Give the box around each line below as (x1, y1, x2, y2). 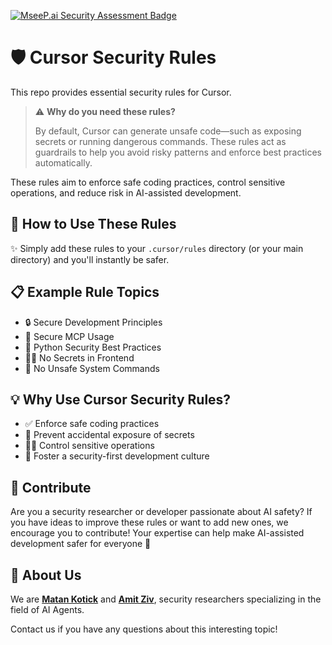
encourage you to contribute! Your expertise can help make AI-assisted (10, 527, 305, 539)
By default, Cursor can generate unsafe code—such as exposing (34, 125, 302, 137)
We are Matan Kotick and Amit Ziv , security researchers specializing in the (10, 593, 322, 605)
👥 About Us (10, 566, 82, 584)
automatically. (34, 156, 93, 169)
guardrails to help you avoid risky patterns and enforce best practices (34, 146, 323, 158)
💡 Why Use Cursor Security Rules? (10, 391, 232, 408)
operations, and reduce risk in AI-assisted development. (10, 186, 242, 199)
